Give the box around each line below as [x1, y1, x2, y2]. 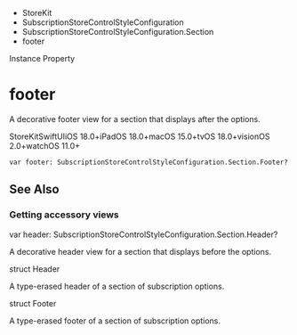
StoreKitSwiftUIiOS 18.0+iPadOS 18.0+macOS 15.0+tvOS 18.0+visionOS [9, 131, 270, 142]
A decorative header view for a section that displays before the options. [9, 246, 272, 257]
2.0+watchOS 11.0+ [9, 140, 81, 151]
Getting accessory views [9, 208, 119, 221]
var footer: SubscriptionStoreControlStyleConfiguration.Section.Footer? [9, 158, 289, 167]
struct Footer [9, 298, 57, 308]
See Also [9, 182, 60, 197]
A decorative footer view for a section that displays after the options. [9, 113, 261, 124]
